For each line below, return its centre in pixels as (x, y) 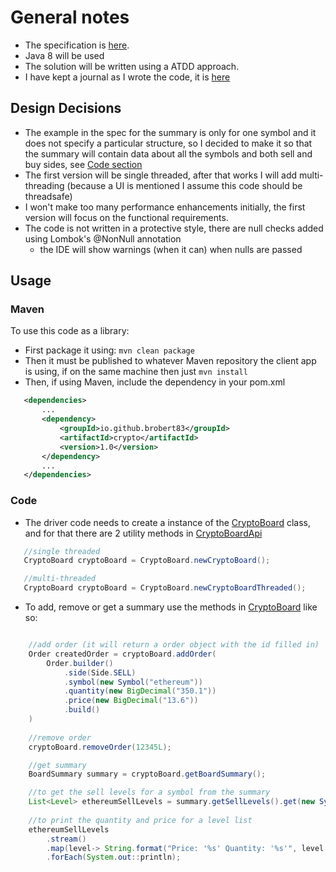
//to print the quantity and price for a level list (140, 820)
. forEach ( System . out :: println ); (114, 857)
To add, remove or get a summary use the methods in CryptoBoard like (171, 607)
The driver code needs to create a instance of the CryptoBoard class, (167, 522)
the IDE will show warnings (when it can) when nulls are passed (171, 249)
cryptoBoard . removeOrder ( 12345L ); (100, 747)
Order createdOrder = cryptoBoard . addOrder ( (122, 654)
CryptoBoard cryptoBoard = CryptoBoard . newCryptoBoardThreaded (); (165, 588)
